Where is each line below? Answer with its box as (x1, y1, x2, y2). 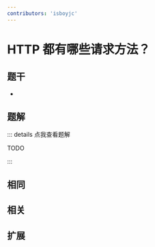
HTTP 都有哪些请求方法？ (7, 42, 151, 57)
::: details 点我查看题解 (7, 131, 70, 139)
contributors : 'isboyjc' (7, 10, 78, 17)
